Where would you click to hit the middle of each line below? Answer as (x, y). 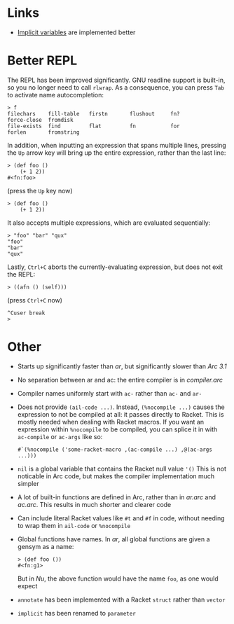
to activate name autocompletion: (55, 95)
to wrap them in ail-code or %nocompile (74, 525)
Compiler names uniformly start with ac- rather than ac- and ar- (110, 393)
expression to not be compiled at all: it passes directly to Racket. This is (121, 414)
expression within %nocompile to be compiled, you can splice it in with (117, 429)
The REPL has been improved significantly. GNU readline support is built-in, (116, 80)
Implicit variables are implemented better (76, 32)
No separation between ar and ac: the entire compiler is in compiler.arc (120, 380)
